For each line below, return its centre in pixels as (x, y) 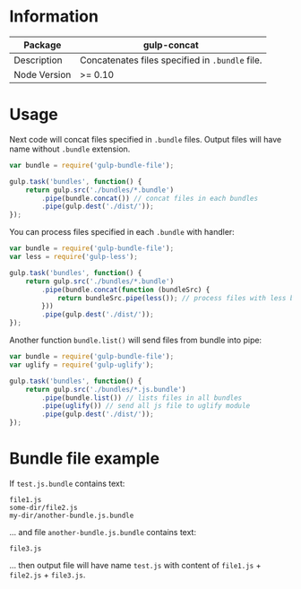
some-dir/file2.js (43, 507)
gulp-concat (171, 45)
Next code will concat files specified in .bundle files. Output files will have (146, 139)
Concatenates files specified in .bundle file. (171, 60)
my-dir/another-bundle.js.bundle (72, 515)
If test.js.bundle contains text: (67, 483)
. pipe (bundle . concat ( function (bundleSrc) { (126, 290)
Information (54, 17)
